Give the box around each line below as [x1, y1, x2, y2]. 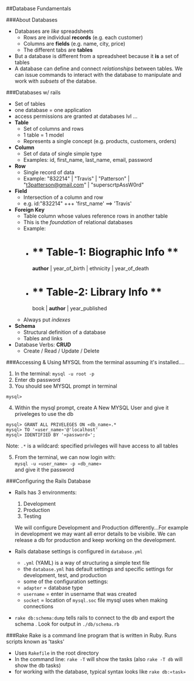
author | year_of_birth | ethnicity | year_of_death [32, 265, 149, 272]
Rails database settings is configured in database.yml [14, 548, 143, 555]
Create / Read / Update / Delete [23, 347, 100, 354]
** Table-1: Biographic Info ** [32, 246, 179, 259]
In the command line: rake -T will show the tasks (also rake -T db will [14, 655, 183, 662]
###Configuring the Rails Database [6, 477, 91, 485]
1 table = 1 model [23, 131, 64, 138]
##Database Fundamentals [6, 5, 72, 12]
